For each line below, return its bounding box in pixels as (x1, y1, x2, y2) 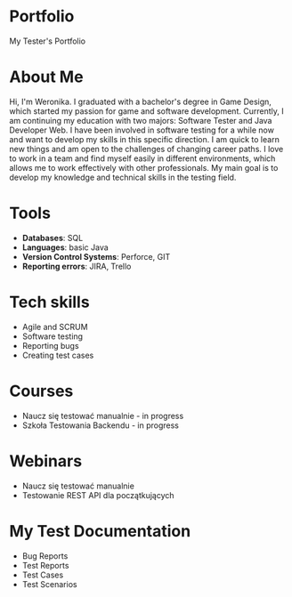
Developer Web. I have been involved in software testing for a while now (9, 125, 274, 135)
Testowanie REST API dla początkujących (21, 489, 175, 500)
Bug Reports (21, 550, 69, 561)
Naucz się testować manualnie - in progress (21, 410, 184, 421)
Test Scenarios (21, 578, 77, 589)
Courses (9, 381, 74, 401)
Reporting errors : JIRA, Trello (21, 261, 132, 271)
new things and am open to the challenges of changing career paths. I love (9, 143, 284, 154)
